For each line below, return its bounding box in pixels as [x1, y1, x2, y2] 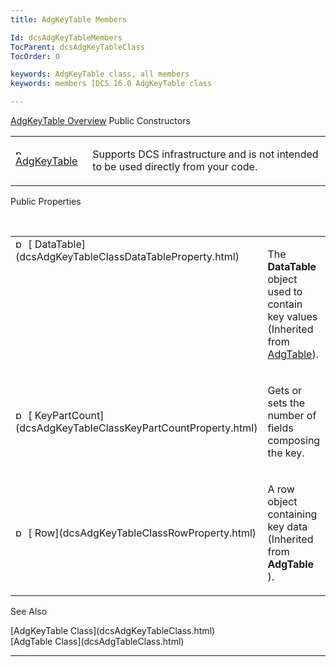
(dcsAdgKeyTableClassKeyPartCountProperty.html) [15, 421, 258, 435]
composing [267, 434, 321, 447]
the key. [267, 446, 305, 460]
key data [267, 520, 308, 533]
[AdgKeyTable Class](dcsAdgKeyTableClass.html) [10, 625, 216, 636]
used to [267, 285, 303, 298]
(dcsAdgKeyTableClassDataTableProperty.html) [15, 250, 240, 263]
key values [267, 310, 318, 323]
